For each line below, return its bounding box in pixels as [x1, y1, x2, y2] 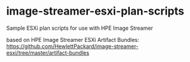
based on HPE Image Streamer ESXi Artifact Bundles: [6, 36, 140, 43]
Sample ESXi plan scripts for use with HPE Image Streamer [6, 24, 154, 32]
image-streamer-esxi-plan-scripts [6, 4, 185, 18]
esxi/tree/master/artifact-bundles [6, 49, 90, 56]
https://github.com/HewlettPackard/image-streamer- [6, 43, 138, 50]
